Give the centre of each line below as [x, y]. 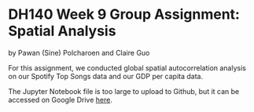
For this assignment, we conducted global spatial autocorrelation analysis [127, 67]
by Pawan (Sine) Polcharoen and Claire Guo [79, 52]
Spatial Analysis [62, 31]
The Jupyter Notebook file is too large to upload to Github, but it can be [124, 91]
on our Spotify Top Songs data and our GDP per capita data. [105, 76]
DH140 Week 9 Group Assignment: [124, 14]
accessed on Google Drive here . [60, 99]
